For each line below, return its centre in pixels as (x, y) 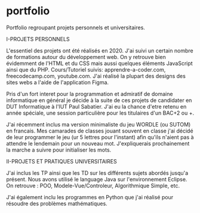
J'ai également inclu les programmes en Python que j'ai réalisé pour (90, 197)
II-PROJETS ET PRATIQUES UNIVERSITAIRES (62, 161)
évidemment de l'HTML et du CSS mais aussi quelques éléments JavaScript (99, 63)
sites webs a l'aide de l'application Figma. (58, 82)
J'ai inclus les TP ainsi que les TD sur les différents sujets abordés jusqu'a (97, 173)
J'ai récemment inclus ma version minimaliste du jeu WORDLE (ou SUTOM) (99, 124)
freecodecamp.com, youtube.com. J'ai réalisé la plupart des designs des (96, 76)
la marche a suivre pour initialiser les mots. (59, 150)
